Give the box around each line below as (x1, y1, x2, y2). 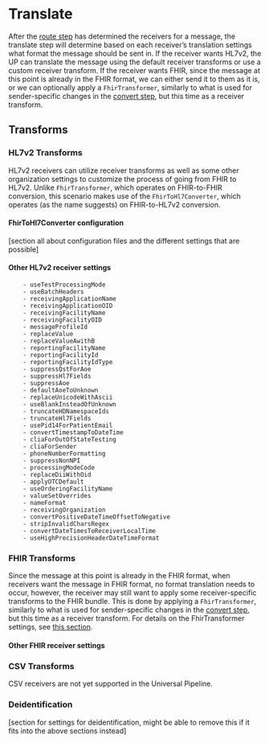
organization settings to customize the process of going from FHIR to (8, 174, 237, 183)
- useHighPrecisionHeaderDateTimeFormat (22, 534, 160, 543)
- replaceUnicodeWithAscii (22, 393, 113, 402)
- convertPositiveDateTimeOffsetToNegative (22, 513, 171, 521)
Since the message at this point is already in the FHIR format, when (8, 571, 230, 581)
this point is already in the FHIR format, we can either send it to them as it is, (8, 74, 261, 84)
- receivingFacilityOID (22, 316, 103, 324)
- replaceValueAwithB (22, 337, 95, 346)
